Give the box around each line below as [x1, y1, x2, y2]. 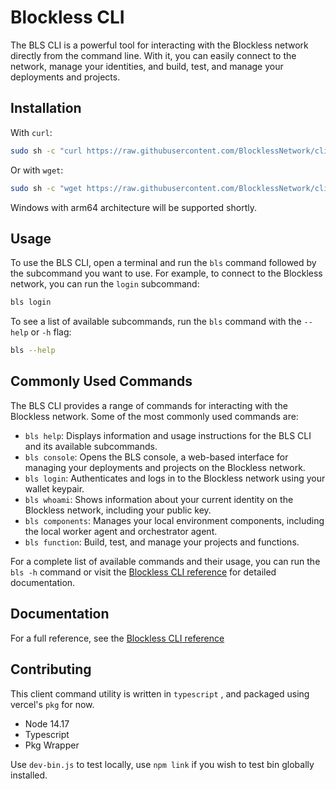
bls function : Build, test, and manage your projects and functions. [24, 536, 300, 548]
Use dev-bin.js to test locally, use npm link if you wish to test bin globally [10, 758, 315, 770]
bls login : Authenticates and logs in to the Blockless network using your [24, 472, 326, 484]
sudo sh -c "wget [10, 183, 83, 193]
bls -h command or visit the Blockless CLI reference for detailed [10, 566, 277, 578]
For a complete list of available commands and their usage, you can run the [10, 555, 321, 567]
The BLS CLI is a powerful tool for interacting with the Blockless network [10, 39, 309, 51]
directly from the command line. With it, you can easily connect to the [10, 49, 297, 61]
